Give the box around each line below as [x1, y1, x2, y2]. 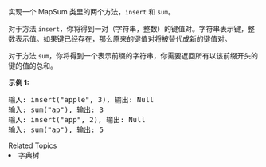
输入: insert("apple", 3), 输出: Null [8, 95, 155, 104]
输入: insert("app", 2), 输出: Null [8, 115, 146, 124]
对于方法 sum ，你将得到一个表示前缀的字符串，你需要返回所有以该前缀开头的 [8, 51, 259, 60]
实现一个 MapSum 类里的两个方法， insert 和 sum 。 [8, 7, 175, 16]
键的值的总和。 [8, 61, 57, 70]
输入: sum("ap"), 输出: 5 [8, 125, 104, 134]
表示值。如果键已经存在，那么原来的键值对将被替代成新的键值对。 [14, 34, 232, 43]
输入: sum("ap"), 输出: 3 [8, 105, 104, 114]
